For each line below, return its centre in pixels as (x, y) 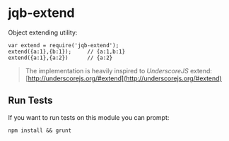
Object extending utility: (43, 32)
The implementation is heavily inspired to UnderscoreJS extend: (119, 70)
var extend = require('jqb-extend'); (64, 45)
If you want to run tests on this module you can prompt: (89, 117)
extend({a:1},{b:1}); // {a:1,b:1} (67, 51)
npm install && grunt (40, 130)
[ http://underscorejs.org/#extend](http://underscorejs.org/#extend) (123, 78)
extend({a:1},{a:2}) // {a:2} (60, 58)
